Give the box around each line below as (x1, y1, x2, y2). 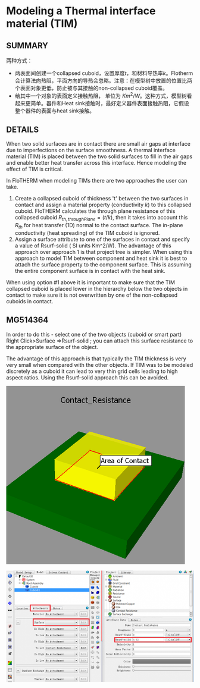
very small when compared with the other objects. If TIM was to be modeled (6, 361, 193, 368)
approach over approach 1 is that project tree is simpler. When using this (14, 249, 192, 256)
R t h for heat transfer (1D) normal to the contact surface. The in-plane (14, 222, 183, 230)
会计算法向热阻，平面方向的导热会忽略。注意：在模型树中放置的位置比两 (14, 77, 192, 84)
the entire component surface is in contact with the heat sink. (14, 268, 165, 275)
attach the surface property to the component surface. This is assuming (14, 261, 192, 268)
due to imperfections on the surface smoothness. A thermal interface (6, 147, 176, 154)
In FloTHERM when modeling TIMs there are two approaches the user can (6, 177, 187, 184)
